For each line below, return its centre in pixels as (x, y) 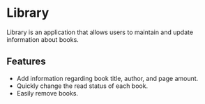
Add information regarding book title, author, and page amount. (107, 78)
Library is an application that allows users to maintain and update (100, 32)
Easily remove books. (47, 93)
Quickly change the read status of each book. (82, 86)
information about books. (43, 39)
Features (26, 62)
